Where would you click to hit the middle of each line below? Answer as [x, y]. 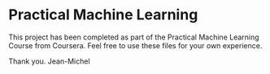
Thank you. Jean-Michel [50, 61]
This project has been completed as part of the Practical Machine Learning [134, 37]
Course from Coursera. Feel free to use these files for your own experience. [135, 45]
